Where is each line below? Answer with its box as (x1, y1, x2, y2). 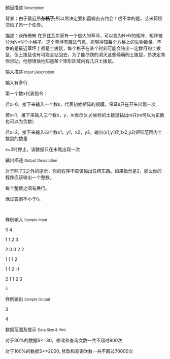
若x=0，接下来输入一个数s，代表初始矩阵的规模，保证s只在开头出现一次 (5, 101, 156, 107)
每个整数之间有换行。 (5, 186, 50, 191)
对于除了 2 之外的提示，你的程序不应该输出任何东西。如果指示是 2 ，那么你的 (5, 168, 162, 174)
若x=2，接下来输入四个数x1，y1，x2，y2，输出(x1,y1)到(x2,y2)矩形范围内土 (5, 129, 162, 135)
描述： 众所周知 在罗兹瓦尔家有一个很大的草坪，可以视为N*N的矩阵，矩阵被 (5, 33, 163, 39)
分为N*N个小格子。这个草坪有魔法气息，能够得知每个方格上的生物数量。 (5, 39, 157, 45)
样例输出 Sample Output (5, 296, 51, 302)
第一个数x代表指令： (5, 91, 48, 96)
